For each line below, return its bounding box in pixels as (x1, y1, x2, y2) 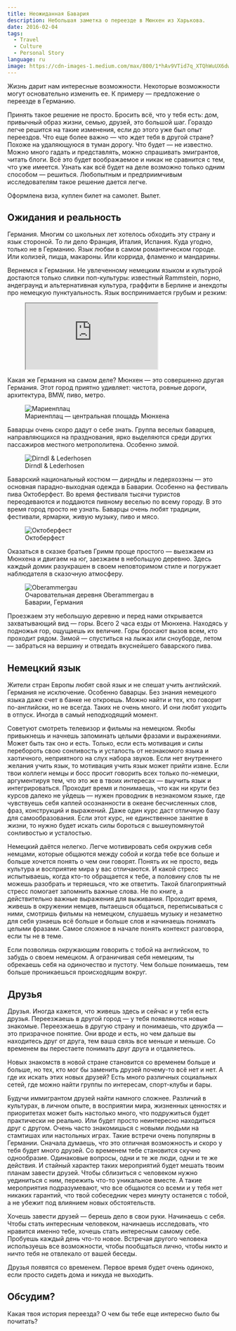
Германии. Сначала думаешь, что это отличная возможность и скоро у (7, 1139, 223, 1148)
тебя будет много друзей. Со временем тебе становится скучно (7, 1146, 201, 1155)
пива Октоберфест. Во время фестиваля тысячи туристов (7, 490, 181, 499)
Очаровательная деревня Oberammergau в (25, 591, 155, 599)
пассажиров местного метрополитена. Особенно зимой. (7, 441, 179, 449)
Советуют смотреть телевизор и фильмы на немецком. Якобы (7, 725, 195, 733)
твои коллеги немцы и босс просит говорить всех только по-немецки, (7, 769, 220, 777)
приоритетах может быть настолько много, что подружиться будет (7, 1109, 210, 1117)
